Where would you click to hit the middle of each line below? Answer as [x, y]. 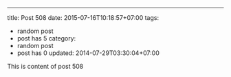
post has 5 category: [46, 38]
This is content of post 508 [45, 66]
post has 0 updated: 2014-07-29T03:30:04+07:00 [88, 53]
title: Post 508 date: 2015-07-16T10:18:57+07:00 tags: [83, 18]
